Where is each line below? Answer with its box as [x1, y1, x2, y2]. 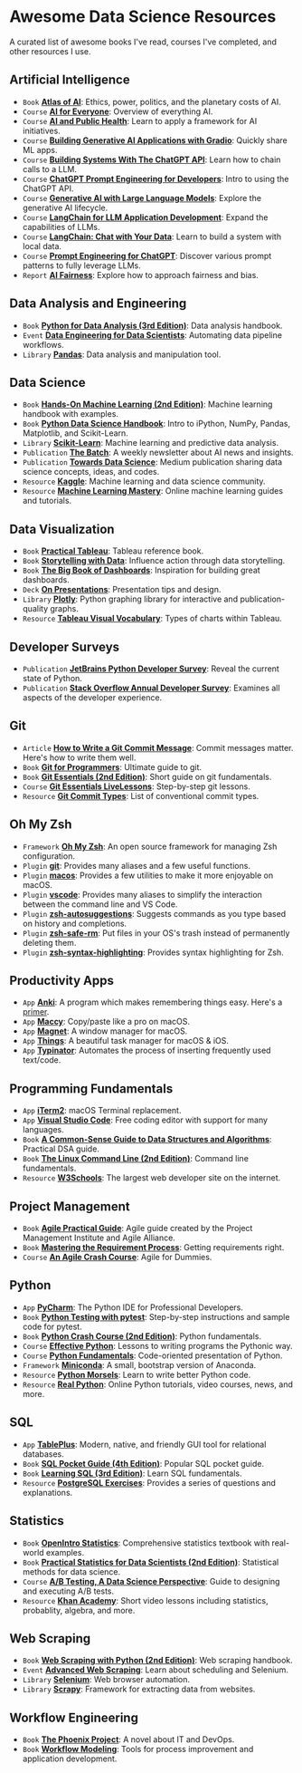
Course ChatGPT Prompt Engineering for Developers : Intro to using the [22, 173, 289, 184]
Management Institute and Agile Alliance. [22, 1232, 176, 1243]
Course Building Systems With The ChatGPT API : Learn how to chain [22, 154, 281, 165]
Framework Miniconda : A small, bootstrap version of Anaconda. [22, 1359, 257, 1370]
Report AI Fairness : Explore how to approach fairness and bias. [22, 269, 260, 280]
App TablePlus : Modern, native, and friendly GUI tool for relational [22, 1439, 267, 1450]
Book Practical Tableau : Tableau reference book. [22, 545, 204, 556]
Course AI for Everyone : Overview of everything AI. [22, 106, 213, 117]
